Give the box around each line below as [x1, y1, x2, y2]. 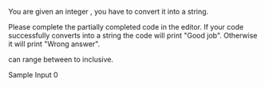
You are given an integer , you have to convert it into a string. [8, 7, 209, 16]
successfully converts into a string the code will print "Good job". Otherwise [8, 31, 258, 40]
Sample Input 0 [8, 70, 58, 79]
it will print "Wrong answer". [8, 39, 101, 49]
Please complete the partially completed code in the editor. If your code [8, 22, 244, 31]
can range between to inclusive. [8, 55, 114, 64]
